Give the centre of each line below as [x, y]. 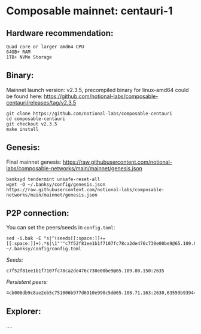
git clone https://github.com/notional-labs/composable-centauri [89, 114]
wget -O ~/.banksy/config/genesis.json [56, 184]
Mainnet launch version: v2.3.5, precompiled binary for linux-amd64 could [98, 90]
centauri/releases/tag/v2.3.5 [41, 102]
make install [22, 129]
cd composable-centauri [36, 119]
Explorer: [24, 311]
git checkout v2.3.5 [32, 124]
